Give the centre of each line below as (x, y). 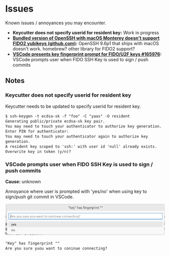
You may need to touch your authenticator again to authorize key (77, 136)
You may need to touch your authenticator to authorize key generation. (83, 126)
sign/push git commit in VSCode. (40, 197)
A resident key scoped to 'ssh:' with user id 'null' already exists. (81, 146)
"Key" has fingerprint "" (32, 243)
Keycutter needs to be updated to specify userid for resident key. (73, 106)
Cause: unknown (23, 181)
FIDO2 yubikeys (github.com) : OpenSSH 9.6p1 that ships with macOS (86, 43)
